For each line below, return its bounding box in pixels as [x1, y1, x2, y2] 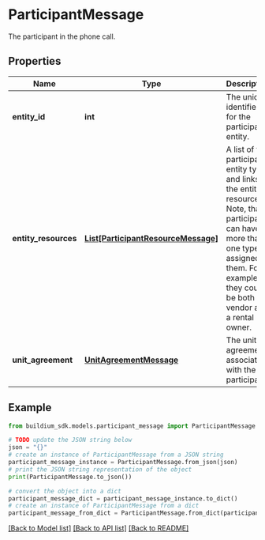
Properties [8, 55, 62, 68]
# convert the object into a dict [8, 487, 122, 495]
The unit [226, 334, 257, 346]
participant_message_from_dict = [8, 509, 118, 517]
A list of [226, 144, 255, 155]
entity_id [12, 111, 46, 122]
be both [226, 292, 255, 303]
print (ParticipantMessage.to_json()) [8, 473, 132, 481]
